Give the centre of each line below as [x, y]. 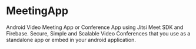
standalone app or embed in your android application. [71, 40]
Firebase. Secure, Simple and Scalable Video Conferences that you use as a [98, 33]
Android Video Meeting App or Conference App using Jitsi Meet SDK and [95, 27]
